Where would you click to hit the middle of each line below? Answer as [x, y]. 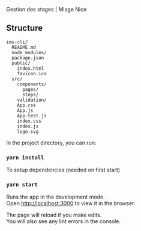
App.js [25, 110]
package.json [28, 58]
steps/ [30, 94]
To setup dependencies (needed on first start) [63, 170]
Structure [25, 28]
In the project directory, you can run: [51, 143]
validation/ [32, 100]
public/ [21, 63]
